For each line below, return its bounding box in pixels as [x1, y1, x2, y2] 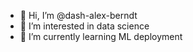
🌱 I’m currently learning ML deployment [19, 31, 183, 42]
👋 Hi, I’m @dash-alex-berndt [19, 10, 138, 21]
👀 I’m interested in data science [19, 20, 150, 32]
